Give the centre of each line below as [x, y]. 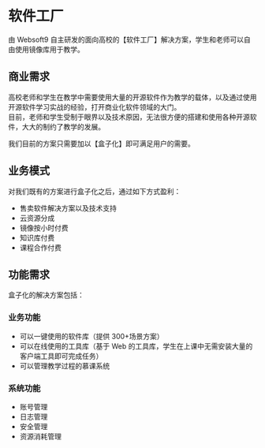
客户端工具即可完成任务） [61, 356]
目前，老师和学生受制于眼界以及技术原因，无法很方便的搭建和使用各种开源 [129, 117]
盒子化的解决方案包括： [46, 295]
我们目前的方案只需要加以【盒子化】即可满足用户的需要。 [101, 144]
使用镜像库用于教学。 [49, 49]
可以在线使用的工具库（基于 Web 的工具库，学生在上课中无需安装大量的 [136, 346]
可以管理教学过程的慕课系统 [65, 366]
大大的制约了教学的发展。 [63, 126]
